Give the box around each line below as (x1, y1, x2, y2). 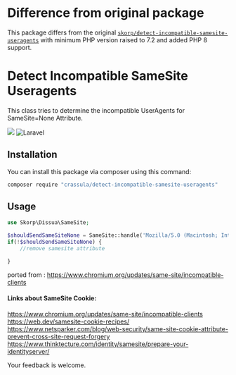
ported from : (7, 270, 46, 279)
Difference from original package (7, 5, 204, 21)
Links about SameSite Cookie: (7, 294, 97, 302)
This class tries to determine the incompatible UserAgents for (7, 106, 185, 114)
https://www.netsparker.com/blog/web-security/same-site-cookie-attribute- (7, 324, 228, 333)
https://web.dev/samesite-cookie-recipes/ (7, 317, 130, 326)
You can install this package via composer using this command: (7, 167, 192, 176)
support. (7, 43, 32, 51)
